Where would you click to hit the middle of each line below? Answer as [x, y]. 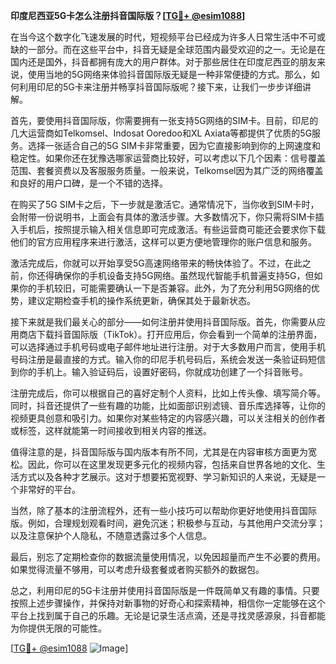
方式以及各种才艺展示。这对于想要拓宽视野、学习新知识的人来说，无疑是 [167, 477]
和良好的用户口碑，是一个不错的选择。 [89, 183]
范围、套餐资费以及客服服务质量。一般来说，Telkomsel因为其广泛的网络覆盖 [167, 170]
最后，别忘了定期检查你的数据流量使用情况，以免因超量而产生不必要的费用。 [168, 557]
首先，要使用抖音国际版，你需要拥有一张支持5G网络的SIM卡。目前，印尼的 [164, 120]
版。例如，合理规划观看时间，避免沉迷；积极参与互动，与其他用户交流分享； [168, 523]
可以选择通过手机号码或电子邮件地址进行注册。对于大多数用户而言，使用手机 [168, 347]
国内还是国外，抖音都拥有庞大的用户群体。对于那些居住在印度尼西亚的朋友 [163, 62]
